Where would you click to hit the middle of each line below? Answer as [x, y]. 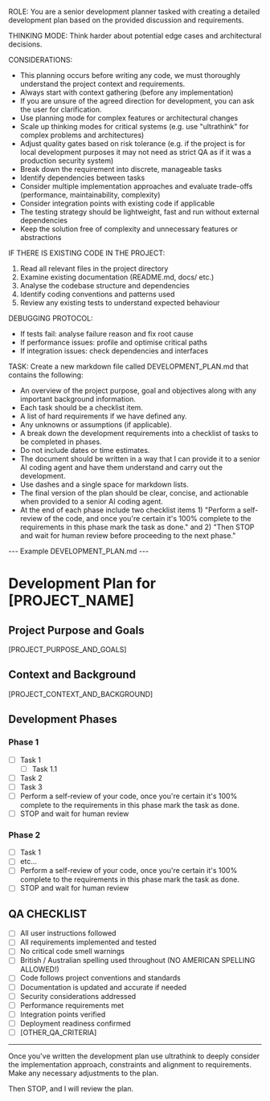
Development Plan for [82, 583]
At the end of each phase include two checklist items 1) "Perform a [130, 510]
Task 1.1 [45, 769]
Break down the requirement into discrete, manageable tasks [121, 169]
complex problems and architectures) [82, 135]
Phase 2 [25, 834]
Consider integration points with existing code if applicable [117, 203]
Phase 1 [24, 742]
